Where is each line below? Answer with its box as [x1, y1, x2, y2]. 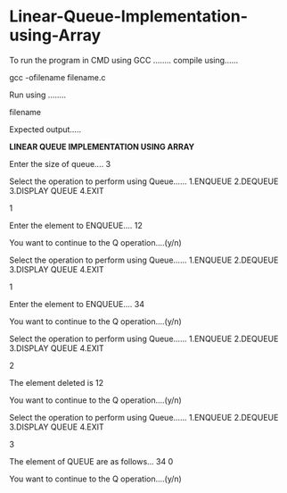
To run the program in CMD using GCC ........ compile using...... [9, 54, 239, 65]
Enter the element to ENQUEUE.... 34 [9, 298, 145, 309]
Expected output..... [9, 123, 82, 135]
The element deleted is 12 [9, 377, 104, 388]
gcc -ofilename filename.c [9, 71, 106, 82]
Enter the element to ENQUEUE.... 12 [9, 220, 143, 230]
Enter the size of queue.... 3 [9, 158, 111, 169]
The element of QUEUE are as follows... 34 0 [9, 455, 174, 466]
